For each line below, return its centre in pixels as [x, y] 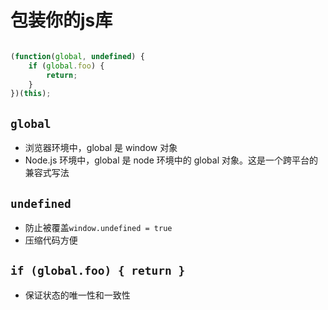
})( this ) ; [31, 94]
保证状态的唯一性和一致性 [77, 295]
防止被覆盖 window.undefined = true [98, 227]
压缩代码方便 [51, 240]
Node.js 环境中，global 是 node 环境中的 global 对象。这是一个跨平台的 [171, 160]
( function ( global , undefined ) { [77, 56]
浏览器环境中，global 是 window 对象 [101, 148]
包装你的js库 [61, 20]
